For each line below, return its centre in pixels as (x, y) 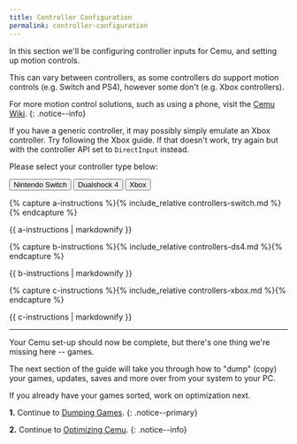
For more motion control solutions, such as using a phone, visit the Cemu (142, 103)
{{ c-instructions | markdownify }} (71, 317)
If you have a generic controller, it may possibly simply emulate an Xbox (140, 130)
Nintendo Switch (41, 184)
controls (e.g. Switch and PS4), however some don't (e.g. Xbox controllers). (147, 87)
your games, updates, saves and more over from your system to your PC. (142, 378)
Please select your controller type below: (84, 166)
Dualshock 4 (99, 184)
